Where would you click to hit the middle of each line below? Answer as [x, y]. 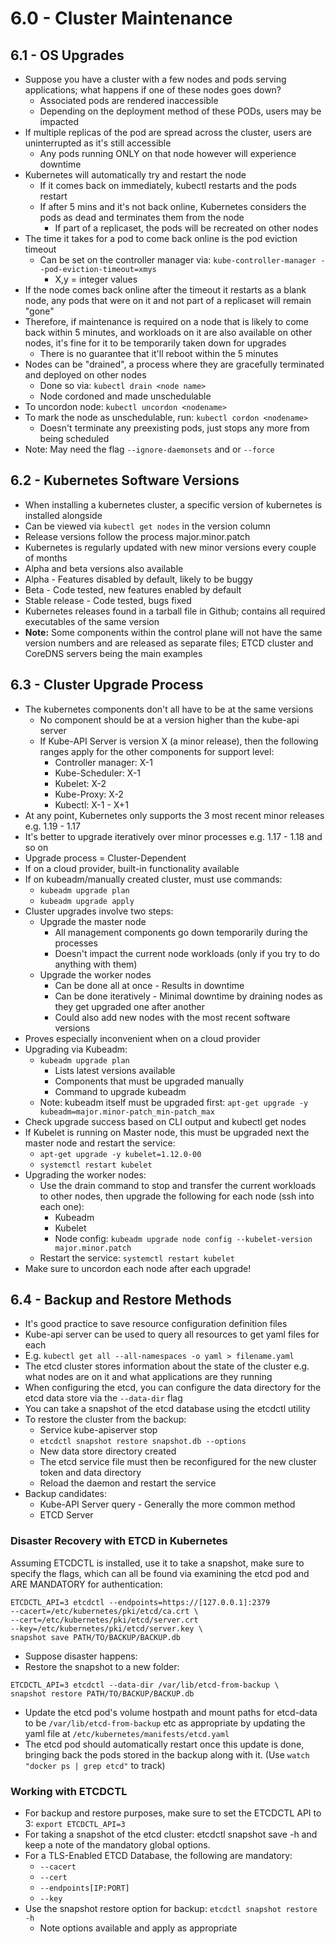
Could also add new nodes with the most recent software [172, 1017]
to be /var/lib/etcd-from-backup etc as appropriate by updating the [165, 1723]
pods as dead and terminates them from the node [142, 217]
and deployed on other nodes [85, 375]
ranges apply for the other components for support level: [157, 751]
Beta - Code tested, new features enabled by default [133, 589]
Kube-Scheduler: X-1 [98, 773]
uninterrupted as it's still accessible [98, 143]
